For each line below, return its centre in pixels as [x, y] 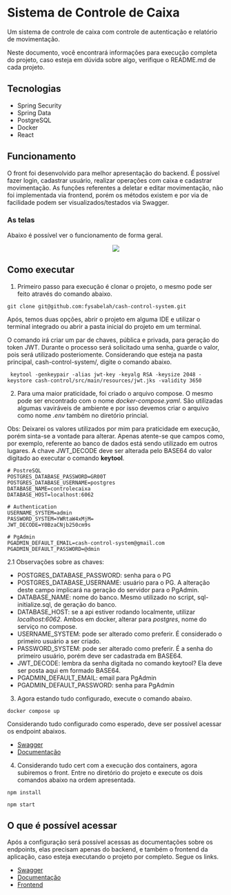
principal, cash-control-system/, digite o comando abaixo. [90, 362]
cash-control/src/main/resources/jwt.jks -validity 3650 [118, 381]
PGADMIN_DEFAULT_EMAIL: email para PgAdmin [87, 678]
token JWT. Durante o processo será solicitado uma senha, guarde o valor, [113, 347]
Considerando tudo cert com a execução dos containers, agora [107, 765]
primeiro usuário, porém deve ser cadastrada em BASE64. [100, 656]
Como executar [41, 270]
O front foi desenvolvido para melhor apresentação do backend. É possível [113, 173]
